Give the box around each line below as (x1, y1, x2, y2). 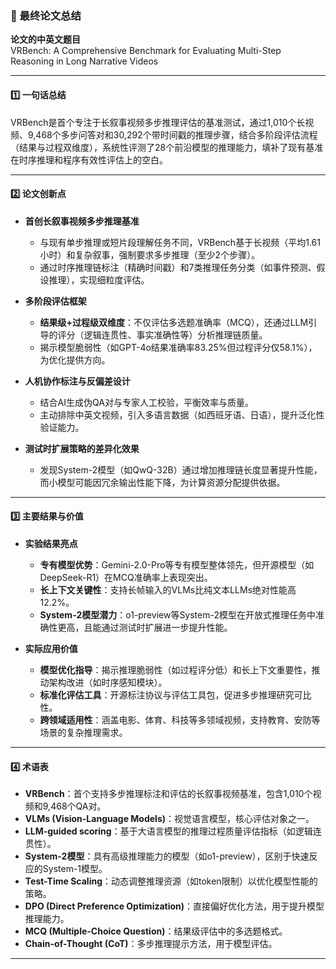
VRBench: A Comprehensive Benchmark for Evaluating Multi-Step (10, 45, 282, 57)
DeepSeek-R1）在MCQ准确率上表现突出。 (39, 571, 213, 583)
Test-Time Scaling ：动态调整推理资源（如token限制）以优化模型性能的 (24, 875, 318, 887)
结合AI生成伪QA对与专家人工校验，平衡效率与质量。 (39, 396, 254, 408)
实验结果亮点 (24, 537, 78, 549)
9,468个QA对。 (42, 800, 107, 812)
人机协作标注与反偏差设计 (24, 375, 131, 387)
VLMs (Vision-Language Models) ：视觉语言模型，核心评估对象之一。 (24, 813, 315, 825)
